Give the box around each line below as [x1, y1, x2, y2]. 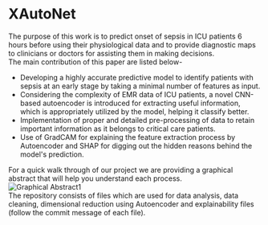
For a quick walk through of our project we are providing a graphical [8, 165, 233, 174]
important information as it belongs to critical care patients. [19, 124, 216, 133]
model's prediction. [19, 149, 84, 159]
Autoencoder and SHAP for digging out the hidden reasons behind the [19, 141, 253, 150]
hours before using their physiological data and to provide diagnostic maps [8, 39, 257, 49]
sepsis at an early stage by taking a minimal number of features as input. [19, 81, 261, 91]
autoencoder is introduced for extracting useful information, [43, 98, 241, 108]
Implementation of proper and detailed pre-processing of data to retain [19, 115, 255, 125]
